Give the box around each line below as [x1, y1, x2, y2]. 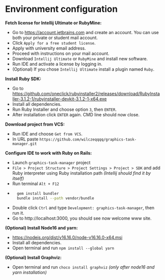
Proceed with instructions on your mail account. [12, 50, 110, 56]
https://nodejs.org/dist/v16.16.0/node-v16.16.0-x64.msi [12, 234, 123, 240]
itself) [12, 175, 24, 181]
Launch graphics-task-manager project [12, 159, 91, 165]
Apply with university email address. [12, 45, 86, 51]
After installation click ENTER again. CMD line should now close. [12, 111, 140, 117]
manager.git [12, 141, 37, 146]
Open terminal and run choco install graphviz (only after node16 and [12, 264, 155, 270]
